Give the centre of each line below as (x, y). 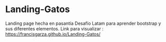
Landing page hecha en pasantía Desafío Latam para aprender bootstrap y (83, 23)
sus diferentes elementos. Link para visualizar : (55, 28)
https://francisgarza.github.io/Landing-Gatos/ (53, 34)
